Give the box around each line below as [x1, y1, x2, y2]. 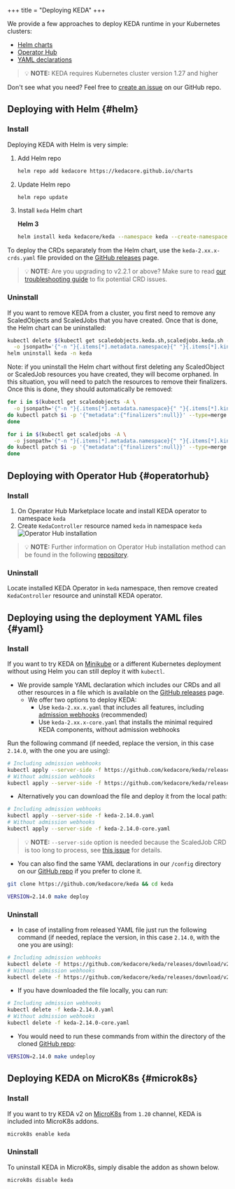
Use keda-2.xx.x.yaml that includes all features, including [38, 702, 204, 711]
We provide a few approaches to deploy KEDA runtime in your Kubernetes [7, 20, 220, 27]
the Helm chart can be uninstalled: [7, 323, 106, 332]
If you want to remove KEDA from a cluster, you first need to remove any [7, 308, 215, 317]
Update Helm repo [17, 180, 71, 189]
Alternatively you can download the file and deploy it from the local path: [17, 792, 227, 801]
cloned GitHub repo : [17, 1039, 76, 1047]
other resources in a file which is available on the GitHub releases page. [17, 688, 225, 696]
